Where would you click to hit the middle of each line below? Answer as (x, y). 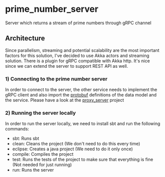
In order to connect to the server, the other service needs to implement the (81, 89)
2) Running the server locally (41, 113)
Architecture (25, 38)
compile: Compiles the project (43, 154)
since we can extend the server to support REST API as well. (67, 66)
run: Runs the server (33, 170)
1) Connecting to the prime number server (56, 79)
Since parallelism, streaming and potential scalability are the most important (82, 50)
